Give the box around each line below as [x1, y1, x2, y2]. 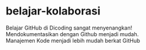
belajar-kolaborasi [5, 4, 101, 18]
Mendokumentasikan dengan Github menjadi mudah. [5, 30, 139, 37]
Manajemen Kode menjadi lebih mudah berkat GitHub [5, 37, 141, 44]
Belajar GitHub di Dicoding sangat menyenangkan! [5, 24, 133, 31]
